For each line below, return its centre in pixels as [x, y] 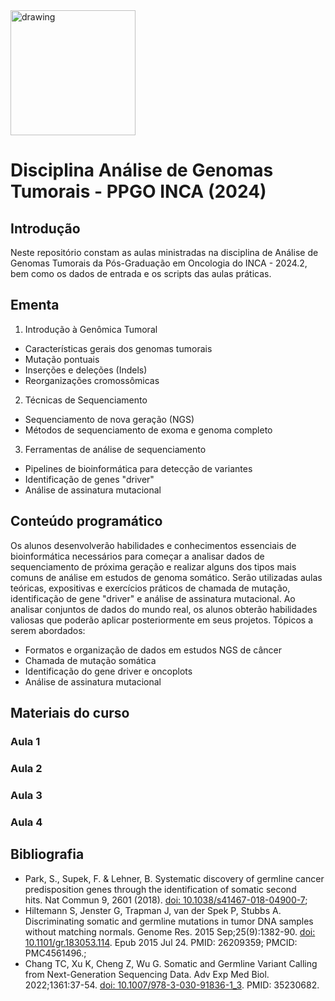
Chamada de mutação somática [90, 660]
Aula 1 [25, 741]
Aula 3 [26, 795]
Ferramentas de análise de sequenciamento [115, 449]
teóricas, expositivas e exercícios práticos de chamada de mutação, [150, 588]
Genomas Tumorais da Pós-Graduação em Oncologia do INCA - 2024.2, [159, 263]
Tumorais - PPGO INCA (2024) [138, 191]
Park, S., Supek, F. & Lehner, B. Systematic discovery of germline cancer [174, 878]
